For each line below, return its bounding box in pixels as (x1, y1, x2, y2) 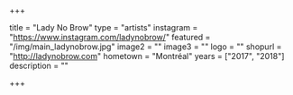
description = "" (9, 60, 69, 71)
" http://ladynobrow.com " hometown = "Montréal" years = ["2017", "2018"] (9, 51, 285, 61)
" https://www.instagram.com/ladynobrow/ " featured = (9, 32, 211, 42)
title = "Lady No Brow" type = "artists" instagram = (9, 22, 198, 32)
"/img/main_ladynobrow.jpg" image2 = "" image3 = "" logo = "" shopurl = (9, 41, 282, 52)
